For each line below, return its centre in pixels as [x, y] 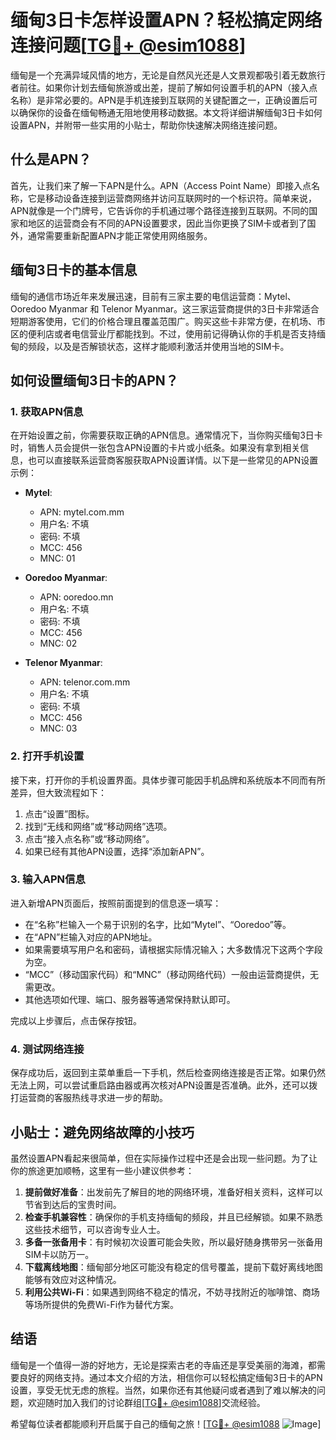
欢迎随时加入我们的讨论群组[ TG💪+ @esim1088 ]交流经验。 [146, 1402]
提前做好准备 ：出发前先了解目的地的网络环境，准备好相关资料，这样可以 [173, 1192]
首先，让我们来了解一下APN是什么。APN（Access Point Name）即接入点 [161, 185]
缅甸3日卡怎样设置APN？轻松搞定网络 [166, 20]
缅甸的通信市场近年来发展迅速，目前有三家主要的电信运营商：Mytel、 [153, 296]
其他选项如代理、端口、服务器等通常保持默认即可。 [130, 999]
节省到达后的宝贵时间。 [73, 1204]
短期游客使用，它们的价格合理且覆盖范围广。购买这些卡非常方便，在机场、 [163, 321]
